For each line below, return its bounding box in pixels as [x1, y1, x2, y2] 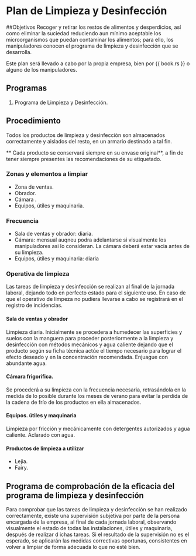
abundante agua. [6, 360, 47, 367]
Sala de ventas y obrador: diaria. [14, 230, 93, 237]
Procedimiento [6, 116, 61, 126]
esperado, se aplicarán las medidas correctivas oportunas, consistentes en [6, 537, 187, 544]
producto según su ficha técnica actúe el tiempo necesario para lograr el [6, 347, 182, 354]
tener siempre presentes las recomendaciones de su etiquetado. [6, 155, 162, 162]
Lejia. [14, 458, 28, 465]
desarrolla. [6, 48, 32, 55]
